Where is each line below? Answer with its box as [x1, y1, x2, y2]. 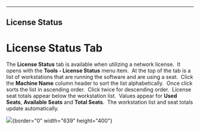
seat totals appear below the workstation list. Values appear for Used [6, 93, 177, 100]
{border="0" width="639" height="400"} [12, 117, 113, 125]
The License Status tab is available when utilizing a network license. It [6, 61, 180, 68]
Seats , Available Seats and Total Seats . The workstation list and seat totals [6, 99, 193, 106]
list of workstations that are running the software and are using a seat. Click [6, 74, 193, 81]
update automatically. [6, 105, 60, 112]
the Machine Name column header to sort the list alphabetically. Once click [6, 80, 193, 87]
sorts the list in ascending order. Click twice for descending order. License [6, 86, 192, 93]
